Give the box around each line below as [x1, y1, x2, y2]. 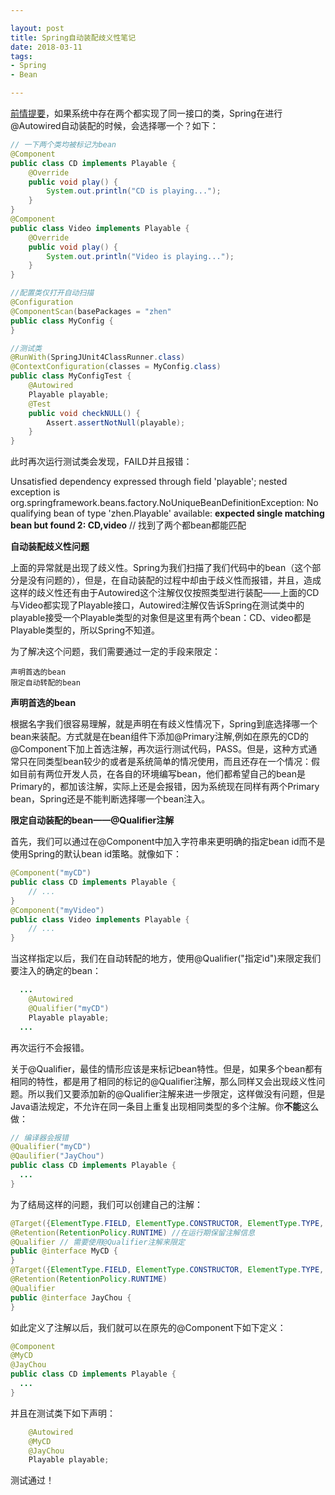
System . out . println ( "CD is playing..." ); [46, 186, 222, 196]
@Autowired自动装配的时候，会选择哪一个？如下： [10, 120, 219, 131]
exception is [10, 486, 61, 498]
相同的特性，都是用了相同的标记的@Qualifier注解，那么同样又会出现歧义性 [10, 1075, 317, 1087]
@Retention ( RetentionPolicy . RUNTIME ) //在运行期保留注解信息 [10, 1227, 256, 1238]
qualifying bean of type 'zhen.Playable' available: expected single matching [10, 507, 325, 520]
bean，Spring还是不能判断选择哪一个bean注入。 [10, 793, 211, 805]
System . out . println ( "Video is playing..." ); [46, 251, 235, 261]
